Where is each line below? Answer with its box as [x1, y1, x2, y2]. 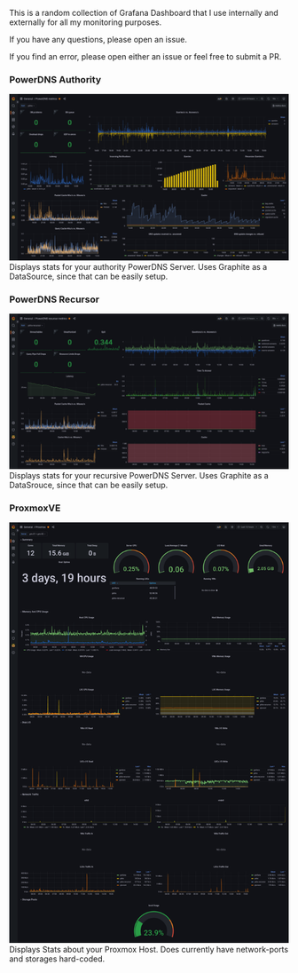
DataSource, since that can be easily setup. [9, 271, 169, 282]
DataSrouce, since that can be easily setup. [9, 479, 169, 490]
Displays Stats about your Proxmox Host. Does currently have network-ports [9, 945, 289, 955]
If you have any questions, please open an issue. [9, 35, 188, 44]
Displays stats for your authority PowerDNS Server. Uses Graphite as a [9, 262, 268, 273]
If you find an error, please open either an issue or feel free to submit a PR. [9, 51, 282, 61]
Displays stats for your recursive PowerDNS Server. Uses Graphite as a [9, 470, 269, 480]
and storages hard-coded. [9, 953, 105, 964]
